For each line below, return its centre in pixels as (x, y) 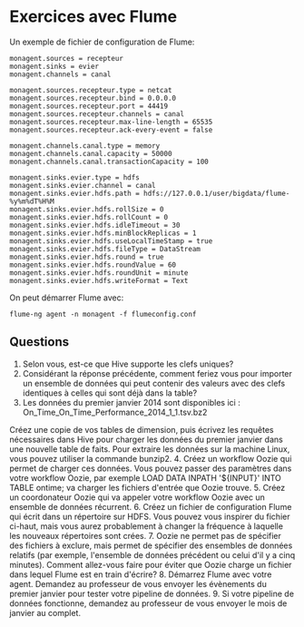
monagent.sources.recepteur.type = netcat (91, 90)
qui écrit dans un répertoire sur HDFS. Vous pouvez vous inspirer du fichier (150, 516)
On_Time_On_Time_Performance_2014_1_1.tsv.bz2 (115, 412)
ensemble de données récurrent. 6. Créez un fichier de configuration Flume (151, 506)
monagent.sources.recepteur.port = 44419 (89, 106)
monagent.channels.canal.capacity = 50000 (91, 153)
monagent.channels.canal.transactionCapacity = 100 (109, 162)
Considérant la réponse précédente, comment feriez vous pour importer (157, 373)
